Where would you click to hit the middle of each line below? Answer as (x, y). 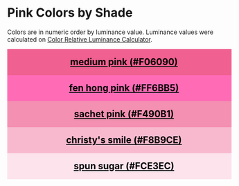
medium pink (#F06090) (124, 62)
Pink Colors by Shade (70, 13)
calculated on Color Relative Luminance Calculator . (80, 39)
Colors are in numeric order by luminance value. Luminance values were (110, 32)
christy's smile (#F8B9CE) (124, 140)
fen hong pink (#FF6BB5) (124, 88)
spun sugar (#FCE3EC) (124, 166)
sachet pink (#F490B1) (124, 114)
